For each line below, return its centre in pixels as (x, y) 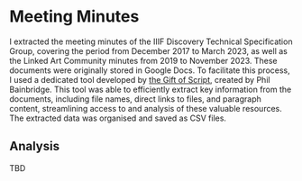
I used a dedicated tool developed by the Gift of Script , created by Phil (140, 79)
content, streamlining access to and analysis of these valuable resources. (146, 108)
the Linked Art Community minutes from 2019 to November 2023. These (143, 60)
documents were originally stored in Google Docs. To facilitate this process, (150, 70)
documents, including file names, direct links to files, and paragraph (135, 99)
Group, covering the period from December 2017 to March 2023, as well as (149, 50)
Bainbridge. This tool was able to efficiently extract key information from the (151, 89)
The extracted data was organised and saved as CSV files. (118, 118)
